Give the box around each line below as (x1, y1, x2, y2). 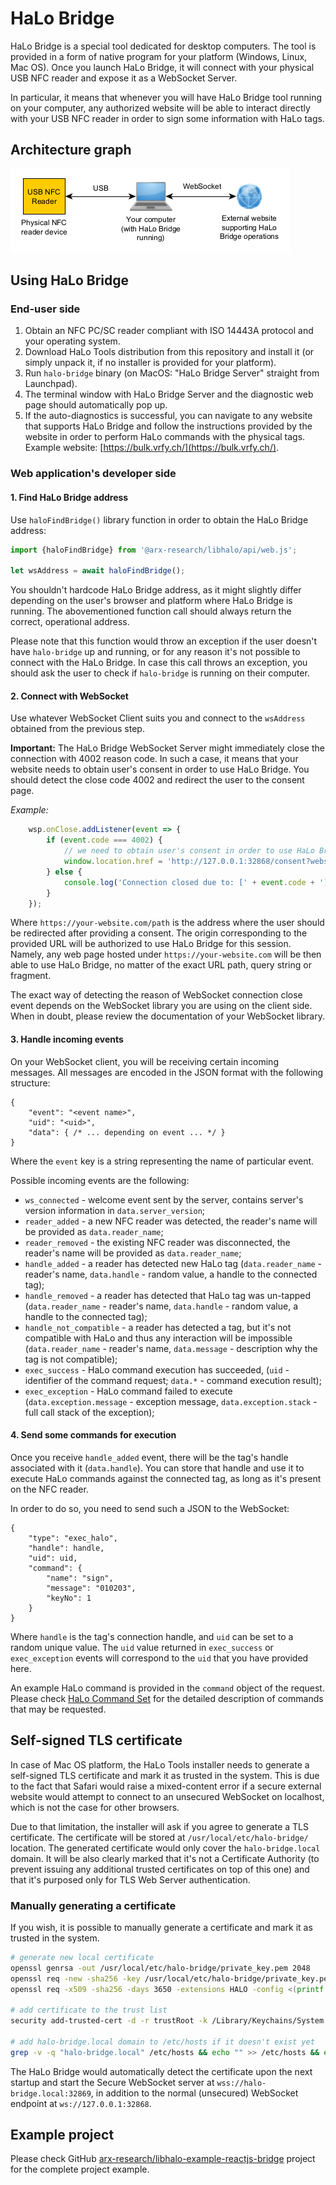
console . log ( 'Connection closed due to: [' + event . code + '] (63, 877, 329, 887)
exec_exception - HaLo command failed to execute (24, 1385, 233, 1397)
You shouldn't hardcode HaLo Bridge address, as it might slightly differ (10, 584, 302, 596)
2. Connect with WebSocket (10, 690, 129, 702)
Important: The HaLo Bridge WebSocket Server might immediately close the (10, 742, 325, 754)
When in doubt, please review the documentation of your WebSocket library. (10, 1010, 325, 1022)
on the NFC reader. (10, 1483, 89, 1495)
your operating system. (24, 335, 121, 347)
